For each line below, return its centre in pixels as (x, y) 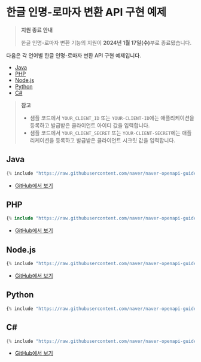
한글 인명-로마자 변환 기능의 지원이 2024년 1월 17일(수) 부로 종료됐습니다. (106, 42)
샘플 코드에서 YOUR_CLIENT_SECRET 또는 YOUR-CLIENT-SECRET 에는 (105, 133)
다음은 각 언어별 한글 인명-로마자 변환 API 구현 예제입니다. (74, 55)
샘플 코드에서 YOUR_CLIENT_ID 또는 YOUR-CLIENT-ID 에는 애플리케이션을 (112, 118)
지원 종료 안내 (36, 30)
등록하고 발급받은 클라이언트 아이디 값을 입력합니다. (90, 125)
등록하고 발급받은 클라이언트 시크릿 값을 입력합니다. (115, 140)
